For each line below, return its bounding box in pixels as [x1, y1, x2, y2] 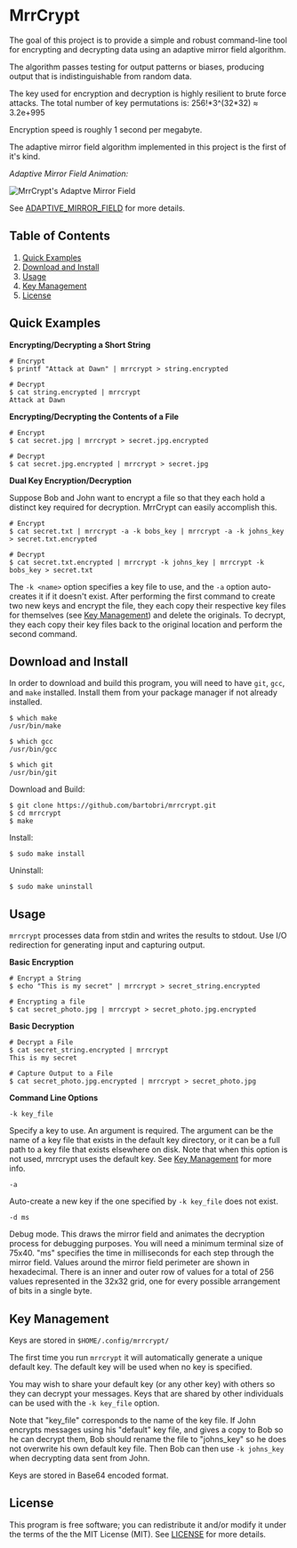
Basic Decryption [9, 1020, 75, 1032]
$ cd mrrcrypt [9, 809, 62, 818]
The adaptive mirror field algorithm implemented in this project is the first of [9, 141, 287, 152]
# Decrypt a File [9, 1038, 74, 1047]
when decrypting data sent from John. [9, 1453, 150, 1463]
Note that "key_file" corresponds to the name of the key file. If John [9, 1415, 256, 1425]
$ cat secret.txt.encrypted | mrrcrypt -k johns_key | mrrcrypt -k [9, 558, 265, 567]
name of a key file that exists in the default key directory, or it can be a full [9, 1135, 280, 1146]
